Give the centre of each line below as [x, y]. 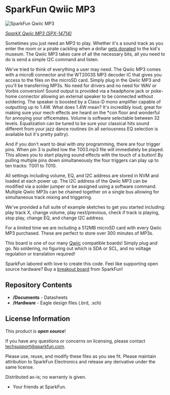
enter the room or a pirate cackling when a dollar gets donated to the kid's [83, 48]
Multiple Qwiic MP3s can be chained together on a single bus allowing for [82, 191]
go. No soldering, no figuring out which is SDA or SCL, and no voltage [78, 248]
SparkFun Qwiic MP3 [50, 9]
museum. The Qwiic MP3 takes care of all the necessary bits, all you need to [85, 54]
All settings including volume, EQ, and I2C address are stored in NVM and [82, 175]
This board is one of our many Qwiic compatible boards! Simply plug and [81, 243]
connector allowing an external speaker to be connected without [86, 96]
